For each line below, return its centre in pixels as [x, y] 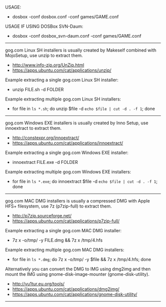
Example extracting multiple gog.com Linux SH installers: [63, 99]
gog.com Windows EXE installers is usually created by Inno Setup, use [77, 123]
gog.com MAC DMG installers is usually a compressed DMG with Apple [78, 201]
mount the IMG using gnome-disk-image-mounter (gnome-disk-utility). [77, 274]
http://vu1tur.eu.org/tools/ [38, 284]
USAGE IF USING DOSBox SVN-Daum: [44, 26]
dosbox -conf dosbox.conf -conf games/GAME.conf [65, 17]
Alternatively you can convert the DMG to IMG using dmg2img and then [78, 269]
